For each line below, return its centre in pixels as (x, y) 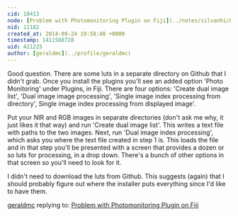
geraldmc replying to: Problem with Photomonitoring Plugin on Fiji (103, 205)
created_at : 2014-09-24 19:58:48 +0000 (66, 34)
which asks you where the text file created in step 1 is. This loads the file (113, 140)
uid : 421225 (25, 47)
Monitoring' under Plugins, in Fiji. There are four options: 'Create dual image (118, 89)
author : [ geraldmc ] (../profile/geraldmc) (69, 54)
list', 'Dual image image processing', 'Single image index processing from (114, 96)
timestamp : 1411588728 (41, 40)
